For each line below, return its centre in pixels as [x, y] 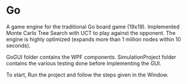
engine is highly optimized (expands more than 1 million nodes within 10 [93, 39]
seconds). [18, 46]
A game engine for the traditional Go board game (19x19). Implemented [93, 27]
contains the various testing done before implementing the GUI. [84, 63]
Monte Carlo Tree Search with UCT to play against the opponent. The [91, 33]
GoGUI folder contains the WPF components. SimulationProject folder [91, 57]
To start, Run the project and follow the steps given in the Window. [87, 75]
